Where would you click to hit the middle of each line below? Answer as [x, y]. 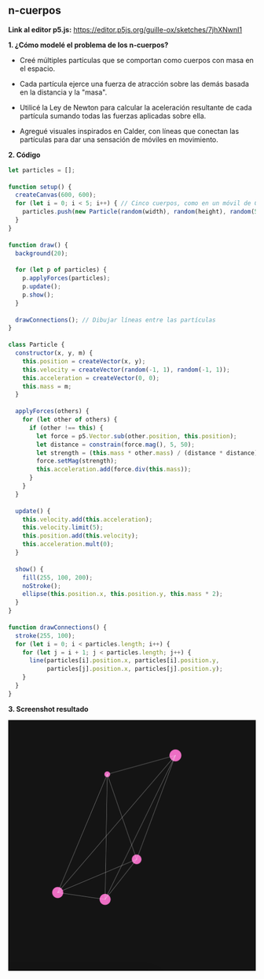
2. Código [24, 154]
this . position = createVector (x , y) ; [84, 361]
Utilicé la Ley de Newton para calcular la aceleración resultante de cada [136, 107]
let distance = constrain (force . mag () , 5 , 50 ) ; [115, 445]
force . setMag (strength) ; [77, 461]
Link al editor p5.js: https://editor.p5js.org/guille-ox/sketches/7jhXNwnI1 [125, 29]
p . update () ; [42, 287]
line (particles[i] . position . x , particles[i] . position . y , [124, 661]
